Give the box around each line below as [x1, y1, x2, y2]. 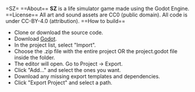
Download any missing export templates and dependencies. [14, 73, 160, 80]
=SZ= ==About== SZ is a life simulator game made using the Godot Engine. [5, 5, 190, 12]
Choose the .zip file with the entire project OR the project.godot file [14, 48, 178, 55]
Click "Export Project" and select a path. [14, 79, 113, 86]
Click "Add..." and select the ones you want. [14, 67, 121, 73]
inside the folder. [14, 54, 56, 61]
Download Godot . [14, 35, 57, 42]
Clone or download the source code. [14, 29, 103, 36]
